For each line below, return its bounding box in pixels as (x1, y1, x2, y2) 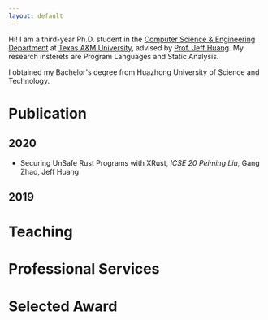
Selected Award (8, 297, 118, 315)
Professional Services (8, 260, 160, 279)
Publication (8, 104, 87, 123)
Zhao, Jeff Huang (19, 166, 80, 176)
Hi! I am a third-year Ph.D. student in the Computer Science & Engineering (8, 34, 256, 44)
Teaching (8, 223, 73, 241)
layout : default (8, 11, 63, 20)
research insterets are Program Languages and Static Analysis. (8, 51, 219, 61)
